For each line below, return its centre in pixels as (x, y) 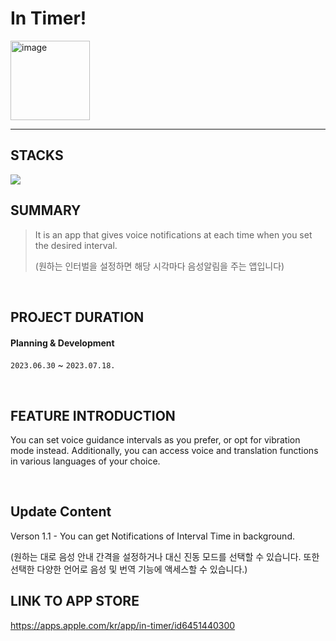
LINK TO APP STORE (75, 601)
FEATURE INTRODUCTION (93, 415)
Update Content (61, 512)
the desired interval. (76, 245)
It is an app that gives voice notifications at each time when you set (173, 234)
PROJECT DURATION (77, 317)
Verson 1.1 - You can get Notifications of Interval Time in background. (152, 536)
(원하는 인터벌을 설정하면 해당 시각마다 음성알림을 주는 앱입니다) (159, 266)
